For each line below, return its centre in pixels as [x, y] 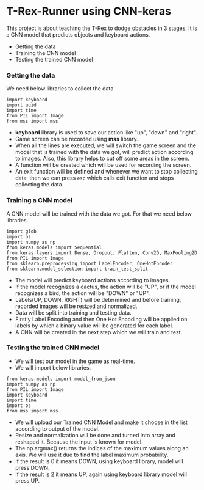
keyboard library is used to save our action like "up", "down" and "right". [106, 133]
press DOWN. [32, 467]
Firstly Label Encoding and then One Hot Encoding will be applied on [101, 319]
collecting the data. [39, 185]
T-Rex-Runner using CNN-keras [89, 11]
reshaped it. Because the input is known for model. [79, 442]
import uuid [21, 105]
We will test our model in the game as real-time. [75, 361]
